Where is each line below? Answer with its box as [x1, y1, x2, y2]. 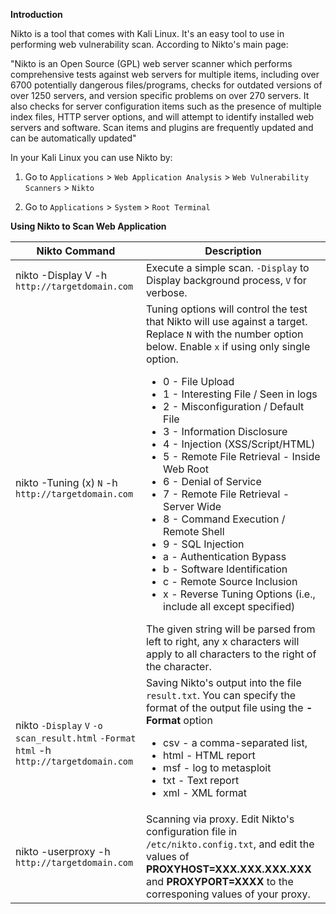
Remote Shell [163, 525, 225, 538]
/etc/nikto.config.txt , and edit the [145, 837, 315, 851]
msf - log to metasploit [163, 761, 272, 774]
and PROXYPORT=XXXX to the [145, 875, 294, 888]
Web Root [163, 462, 209, 476]
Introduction [10, 9, 63, 20]
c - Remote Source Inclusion [163, 575, 298, 588]
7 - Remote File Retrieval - [163, 487, 290, 501]
